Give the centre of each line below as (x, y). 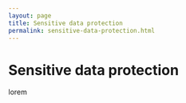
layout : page (30, 16)
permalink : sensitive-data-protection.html (82, 30)
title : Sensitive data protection (66, 23)
